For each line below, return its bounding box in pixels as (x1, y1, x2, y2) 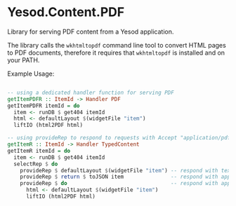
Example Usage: (7, 69, 55, 78)
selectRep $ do (13, 160, 58, 167)
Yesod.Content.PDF (7, 4, 125, 20)
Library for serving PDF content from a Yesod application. (7, 27, 174, 36)
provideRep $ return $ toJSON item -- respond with (20, 173, 218, 181)
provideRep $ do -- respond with (20, 180, 218, 187)
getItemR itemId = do (7, 147, 71, 154)
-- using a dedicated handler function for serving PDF (7, 89, 174, 96)
